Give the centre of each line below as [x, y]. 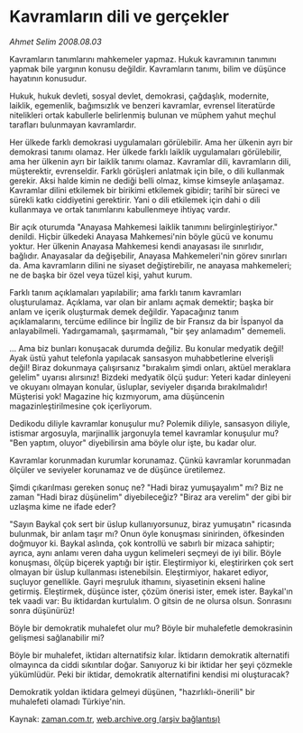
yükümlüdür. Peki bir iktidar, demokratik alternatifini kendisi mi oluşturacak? [150, 674]
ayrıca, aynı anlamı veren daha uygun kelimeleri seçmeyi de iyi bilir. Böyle [146, 552]
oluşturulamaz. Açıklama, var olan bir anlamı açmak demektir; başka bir [142, 302]
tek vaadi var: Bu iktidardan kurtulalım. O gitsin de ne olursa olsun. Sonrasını [151, 601]
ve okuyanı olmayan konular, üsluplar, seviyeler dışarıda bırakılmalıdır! [138, 387]
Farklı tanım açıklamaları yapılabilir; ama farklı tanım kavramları [125, 292]
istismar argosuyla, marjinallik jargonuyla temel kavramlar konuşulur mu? [144, 433]
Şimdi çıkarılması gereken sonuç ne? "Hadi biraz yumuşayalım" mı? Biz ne [147, 487]
